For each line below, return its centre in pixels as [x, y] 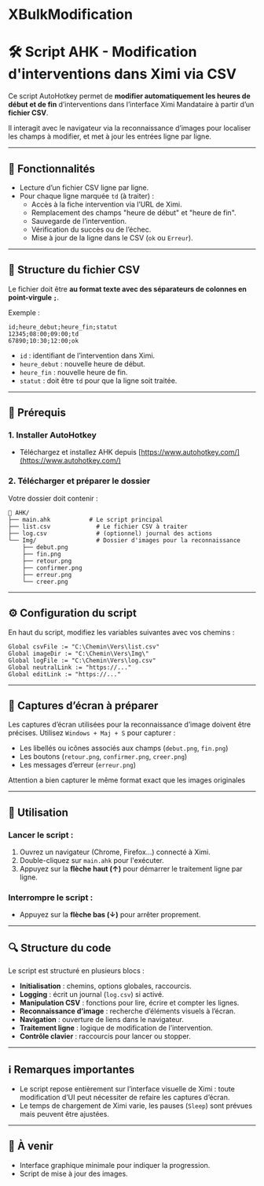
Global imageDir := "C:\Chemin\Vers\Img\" [79, 653]
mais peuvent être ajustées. [64, 1114]
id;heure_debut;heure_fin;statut [63, 327]
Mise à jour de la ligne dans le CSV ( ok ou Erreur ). [112, 237]
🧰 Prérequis [37, 413]
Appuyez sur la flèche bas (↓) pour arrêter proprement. [110, 915]
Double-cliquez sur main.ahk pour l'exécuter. [92, 861]
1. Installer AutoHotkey [52, 435]
